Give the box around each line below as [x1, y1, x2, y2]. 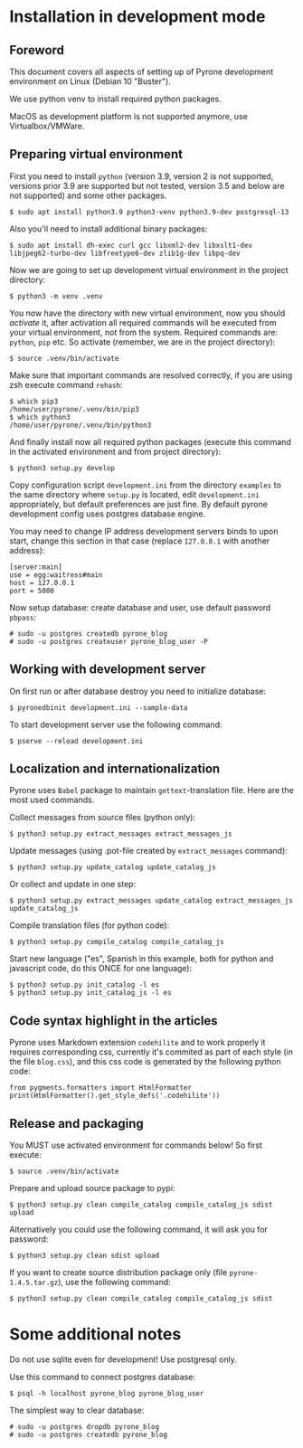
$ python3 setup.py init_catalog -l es [9, 980, 160, 989]
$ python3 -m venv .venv [9, 291, 103, 300]
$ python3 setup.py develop [9, 463, 116, 472]
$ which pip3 [9, 396, 59, 406]
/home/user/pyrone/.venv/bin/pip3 [9, 404, 140, 413]
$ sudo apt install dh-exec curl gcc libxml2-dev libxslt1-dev [9, 241, 253, 250]
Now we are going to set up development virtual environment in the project [9, 264, 289, 275]
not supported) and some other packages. [9, 190, 167, 201]
